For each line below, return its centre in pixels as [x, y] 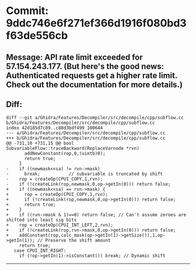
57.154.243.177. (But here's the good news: [85, 66]
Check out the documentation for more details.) [94, 84]
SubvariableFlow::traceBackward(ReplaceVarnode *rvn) [73, 148]
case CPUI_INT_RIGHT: [40, 251]
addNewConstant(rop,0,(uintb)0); [65, 154]
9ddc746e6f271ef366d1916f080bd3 [96, 23]
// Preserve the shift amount [74, 241]
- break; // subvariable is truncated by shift [85, 174]
